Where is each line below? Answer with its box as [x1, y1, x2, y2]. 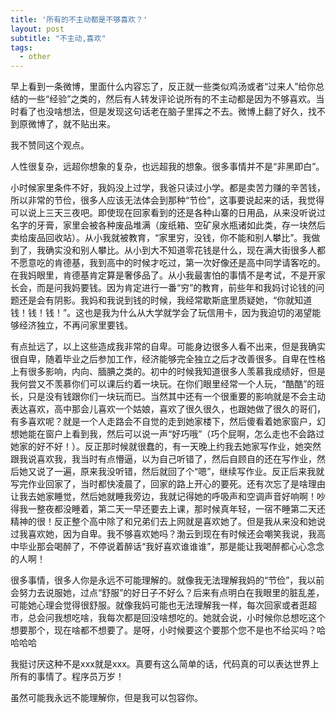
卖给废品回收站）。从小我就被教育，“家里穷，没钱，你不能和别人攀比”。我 [10, 232, 312, 244]
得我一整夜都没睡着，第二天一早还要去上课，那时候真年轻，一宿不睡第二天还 [10, 503, 326, 515]
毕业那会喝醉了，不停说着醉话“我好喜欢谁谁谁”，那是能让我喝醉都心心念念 [18, 541, 325, 553]
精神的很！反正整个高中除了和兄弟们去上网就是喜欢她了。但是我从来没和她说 [10, 516, 326, 528]
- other [19, 52, 52, 62]
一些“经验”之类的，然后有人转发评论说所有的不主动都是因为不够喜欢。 [27, 93, 317, 105]
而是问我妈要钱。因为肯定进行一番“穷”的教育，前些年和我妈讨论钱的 [36, 282, 317, 294]
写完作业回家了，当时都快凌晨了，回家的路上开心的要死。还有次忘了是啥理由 [10, 478, 326, 490]
